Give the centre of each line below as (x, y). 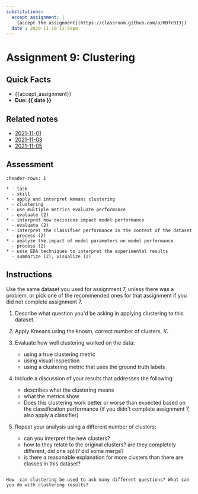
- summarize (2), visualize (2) (52, 257)
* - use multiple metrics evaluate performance (66, 210)
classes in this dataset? (52, 463)
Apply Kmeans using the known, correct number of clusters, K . (92, 331)
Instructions (29, 275)
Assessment (30, 165)
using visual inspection (52, 360)
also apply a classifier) (51, 415)
